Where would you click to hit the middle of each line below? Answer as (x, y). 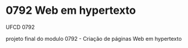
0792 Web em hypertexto (71, 10)
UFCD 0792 (20, 27)
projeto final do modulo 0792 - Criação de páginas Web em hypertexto (94, 38)
